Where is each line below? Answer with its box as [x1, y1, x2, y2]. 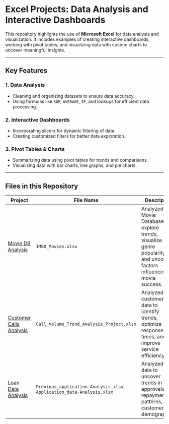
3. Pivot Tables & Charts [5, 145, 65, 152]
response [141, 327, 163, 334]
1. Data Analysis [5, 82, 45, 89]
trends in [141, 379, 162, 386]
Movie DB [8, 240, 31, 247]
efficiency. [141, 352, 166, 359]
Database [141, 218, 164, 225]
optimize [141, 321, 162, 328]
